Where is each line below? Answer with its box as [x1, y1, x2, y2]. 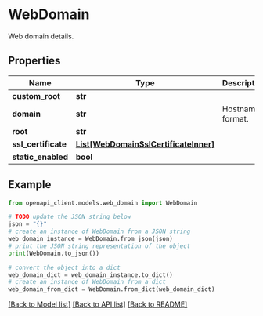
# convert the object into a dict [8, 263, 121, 271]
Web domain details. [8, 31, 74, 41]
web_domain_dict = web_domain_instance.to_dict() [8, 271, 174, 279]
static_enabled [12, 151, 69, 162]
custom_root [12, 90, 61, 101]
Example [8, 178, 52, 191]
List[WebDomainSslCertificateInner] [75, 139, 215, 150]
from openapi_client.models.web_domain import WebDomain [8, 198, 198, 207]
